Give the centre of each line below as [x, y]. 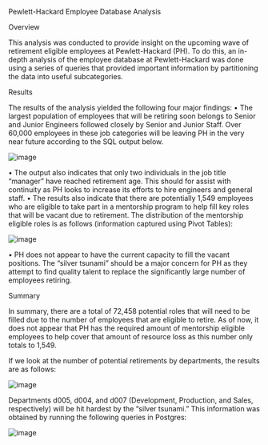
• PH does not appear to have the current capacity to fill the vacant [119, 255]
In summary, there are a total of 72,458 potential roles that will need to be [129, 311]
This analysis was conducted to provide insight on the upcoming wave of [129, 42]
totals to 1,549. [33, 345]
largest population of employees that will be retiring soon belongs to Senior [132, 116]
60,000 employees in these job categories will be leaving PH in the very [126, 133]
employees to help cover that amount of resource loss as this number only [131, 337]
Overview [24, 27]
